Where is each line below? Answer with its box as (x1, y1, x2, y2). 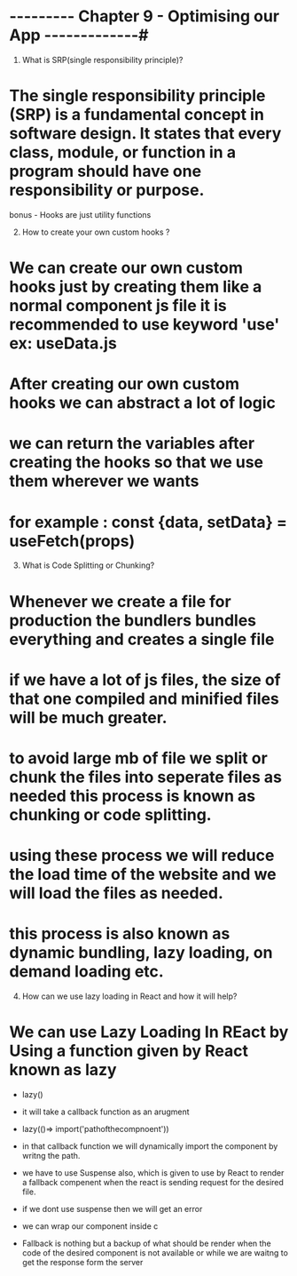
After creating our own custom (9, 374, 239, 395)
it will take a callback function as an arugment (21, 1106, 190, 1117)
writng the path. (21, 1151, 81, 1160)
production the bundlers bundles (9, 610, 257, 630)
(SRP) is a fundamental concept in (9, 105, 264, 125)
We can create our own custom (9, 258, 244, 278)
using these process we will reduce (9, 846, 275, 865)
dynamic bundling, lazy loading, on (9, 943, 273, 963)
